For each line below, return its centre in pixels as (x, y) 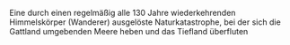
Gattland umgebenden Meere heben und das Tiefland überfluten (129, 31)
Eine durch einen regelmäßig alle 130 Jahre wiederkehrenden (123, 13)
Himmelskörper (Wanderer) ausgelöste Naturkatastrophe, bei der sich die (145, 22)
